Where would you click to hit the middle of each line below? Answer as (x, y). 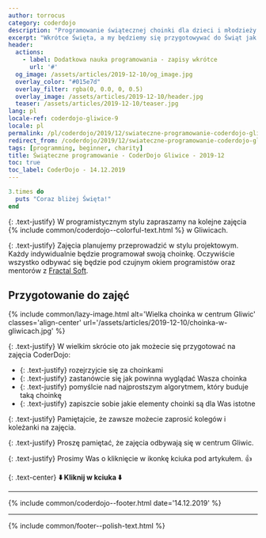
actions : (30, 52)
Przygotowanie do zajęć (69, 296)
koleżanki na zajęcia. (42, 427)
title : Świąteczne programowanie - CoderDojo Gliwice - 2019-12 (116, 155)
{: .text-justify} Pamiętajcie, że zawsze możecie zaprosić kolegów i (117, 419)
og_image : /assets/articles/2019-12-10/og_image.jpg (104, 74)
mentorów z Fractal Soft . (48, 271)
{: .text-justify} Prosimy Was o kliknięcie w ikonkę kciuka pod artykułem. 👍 (130, 459)
